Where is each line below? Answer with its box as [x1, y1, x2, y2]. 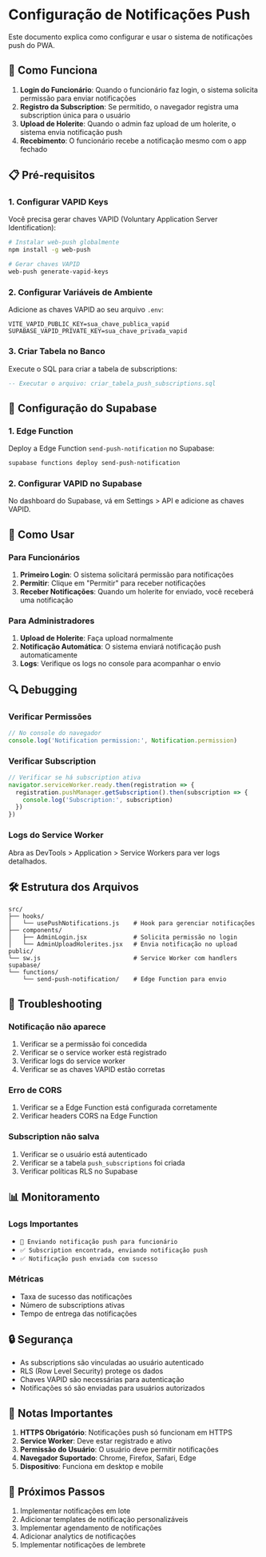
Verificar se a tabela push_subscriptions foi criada [19, 1158, 185, 1167]
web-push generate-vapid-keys [8, 268, 109, 276]
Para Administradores [8, 615, 95, 626]
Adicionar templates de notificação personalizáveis [19, 1515, 189, 1524]
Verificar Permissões [8, 711, 92, 722]
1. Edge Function [8, 425, 73, 436]
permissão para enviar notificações [19, 93, 137, 103]
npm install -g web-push [8, 246, 91, 254]
